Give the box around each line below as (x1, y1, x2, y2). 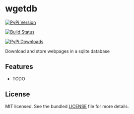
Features (5, 62, 33, 71)
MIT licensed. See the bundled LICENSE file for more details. (5, 103, 129, 109)
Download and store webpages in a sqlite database (5, 48, 110, 54)
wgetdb (5, 3, 38, 14)
